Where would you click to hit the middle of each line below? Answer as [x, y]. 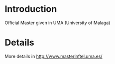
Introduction [31, 9]
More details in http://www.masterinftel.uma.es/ [54, 56]
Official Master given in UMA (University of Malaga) [57, 23]
